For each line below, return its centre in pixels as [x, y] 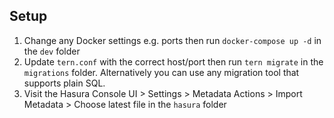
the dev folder [52, 51]
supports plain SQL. [64, 83]
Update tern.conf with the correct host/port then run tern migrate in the [173, 61]
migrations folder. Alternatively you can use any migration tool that [161, 72]
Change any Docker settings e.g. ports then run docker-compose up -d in [172, 40]
